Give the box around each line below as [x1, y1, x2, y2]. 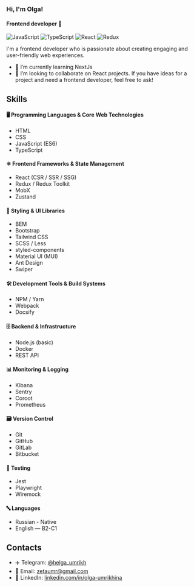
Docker [15, 345, 34, 352]
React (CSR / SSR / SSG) [15, 174, 77, 181]
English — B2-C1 [15, 524, 58, 532]
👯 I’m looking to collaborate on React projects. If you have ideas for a [15, 70, 187, 77]
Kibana [15, 381, 33, 389]
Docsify [15, 308, 35, 316]
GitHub [15, 437, 33, 444]
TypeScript [15, 146, 43, 154]
